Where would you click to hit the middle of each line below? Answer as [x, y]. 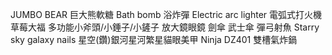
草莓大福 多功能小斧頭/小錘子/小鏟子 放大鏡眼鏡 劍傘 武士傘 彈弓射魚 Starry [165, 27]
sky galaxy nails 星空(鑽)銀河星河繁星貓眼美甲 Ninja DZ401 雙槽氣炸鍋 [154, 39]
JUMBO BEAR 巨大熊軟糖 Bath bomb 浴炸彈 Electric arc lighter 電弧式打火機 [166, 14]
